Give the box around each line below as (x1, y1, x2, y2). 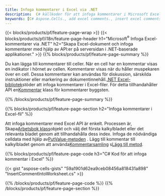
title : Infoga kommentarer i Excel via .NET (5, 7, 98, 12)
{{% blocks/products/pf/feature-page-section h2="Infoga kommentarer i (5, 106, 152, 112)
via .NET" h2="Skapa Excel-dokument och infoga (33, 41, 134, 47)
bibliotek (5, 82, 23, 88)
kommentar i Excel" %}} (5, 156, 54, 162)
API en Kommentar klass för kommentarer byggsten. (5, 87, 110, 93)
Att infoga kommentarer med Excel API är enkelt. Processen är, (5, 121, 132, 126)
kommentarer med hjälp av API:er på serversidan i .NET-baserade (5, 46, 138, 52)
